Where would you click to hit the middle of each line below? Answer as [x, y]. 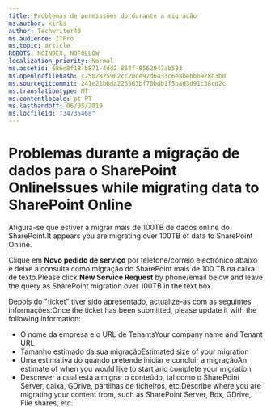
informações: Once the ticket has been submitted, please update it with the [133, 310]
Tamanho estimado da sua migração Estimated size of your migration [134, 351]
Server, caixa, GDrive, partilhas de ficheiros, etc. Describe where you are [140, 385]
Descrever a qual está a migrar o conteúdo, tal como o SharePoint [130, 377]
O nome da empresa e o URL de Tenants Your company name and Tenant [141, 334]
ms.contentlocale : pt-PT [50, 99]
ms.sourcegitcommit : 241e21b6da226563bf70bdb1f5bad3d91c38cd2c [117, 83]
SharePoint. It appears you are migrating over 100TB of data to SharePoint [131, 236]
